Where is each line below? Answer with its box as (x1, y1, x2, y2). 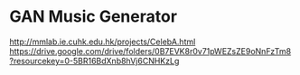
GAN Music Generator (9, 6, 178, 27)
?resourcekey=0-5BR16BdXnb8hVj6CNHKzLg (9, 55, 180, 66)
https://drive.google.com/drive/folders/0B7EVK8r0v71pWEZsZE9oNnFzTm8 (9, 45, 292, 56)
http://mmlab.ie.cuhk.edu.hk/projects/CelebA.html (9, 36, 196, 47)
